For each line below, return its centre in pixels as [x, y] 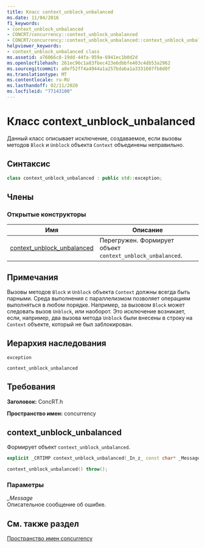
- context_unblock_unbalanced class [53, 52]
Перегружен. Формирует [137, 240]
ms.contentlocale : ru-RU [38, 80]
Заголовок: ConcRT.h [35, 401]
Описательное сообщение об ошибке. [57, 505]
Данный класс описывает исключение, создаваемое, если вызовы [94, 138]
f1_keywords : [23, 23]
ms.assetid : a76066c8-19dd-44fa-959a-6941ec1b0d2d [72, 57]
